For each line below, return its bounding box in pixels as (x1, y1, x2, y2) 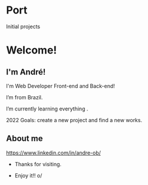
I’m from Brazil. (6, 93, 43, 100)
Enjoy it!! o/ (14, 171, 42, 179)
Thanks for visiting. (14, 160, 62, 167)
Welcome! (6, 43, 57, 57)
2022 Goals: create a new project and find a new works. (6, 116, 143, 123)
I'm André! (6, 67, 46, 77)
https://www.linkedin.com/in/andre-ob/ (6, 149, 101, 156)
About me (6, 133, 43, 144)
